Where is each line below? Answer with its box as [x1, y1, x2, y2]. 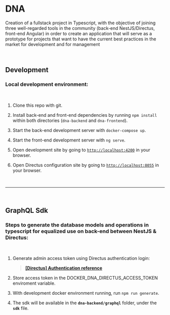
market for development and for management [5, 41, 100, 47]
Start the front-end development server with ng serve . [12, 137, 125, 143]
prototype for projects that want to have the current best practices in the [5, 36, 156, 42]
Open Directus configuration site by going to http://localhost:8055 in [12, 162, 159, 168]
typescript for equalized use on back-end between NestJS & [5, 228, 157, 235]
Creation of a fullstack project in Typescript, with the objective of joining [5, 20, 156, 26]
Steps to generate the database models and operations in [5, 221, 149, 228]
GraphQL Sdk [5, 206, 48, 215]
